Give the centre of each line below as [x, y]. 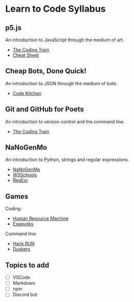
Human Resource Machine [41, 218]
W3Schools [25, 175]
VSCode [21, 278]
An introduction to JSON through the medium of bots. [61, 83]
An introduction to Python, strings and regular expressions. [67, 160]
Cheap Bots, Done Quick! [46, 71]
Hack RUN [23, 244]
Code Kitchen [27, 93]
